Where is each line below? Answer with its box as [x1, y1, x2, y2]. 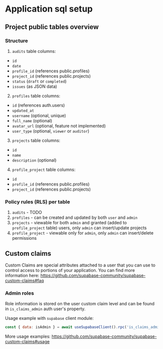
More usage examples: [5, 333, 51, 339]
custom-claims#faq [5, 278, 44, 283]
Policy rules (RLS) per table [5, 198, 70, 205]
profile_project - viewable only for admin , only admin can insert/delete [12, 230, 154, 236]
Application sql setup [5, 3, 93, 15]
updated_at [12, 108, 34, 113]
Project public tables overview [5, 23, 99, 31]
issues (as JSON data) [12, 83, 57, 89]
